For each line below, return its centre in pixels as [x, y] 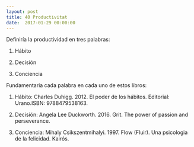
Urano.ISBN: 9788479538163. [51, 103]
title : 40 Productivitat [37, 17]
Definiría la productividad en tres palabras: [58, 40]
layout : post [22, 12]
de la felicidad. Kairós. [42, 139]
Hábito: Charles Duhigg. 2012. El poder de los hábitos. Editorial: [92, 97]
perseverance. [32, 121]
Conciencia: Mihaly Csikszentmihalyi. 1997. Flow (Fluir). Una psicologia [101, 132]
